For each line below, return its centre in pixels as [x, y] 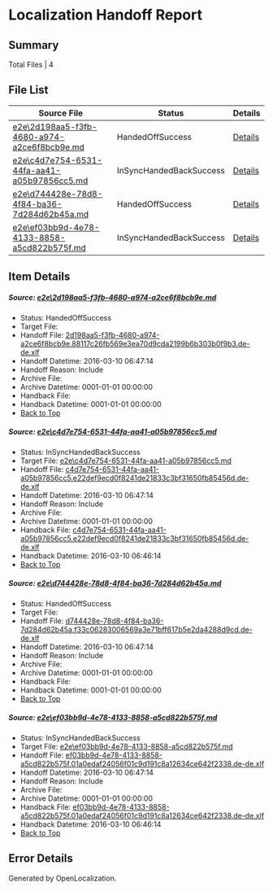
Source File [61, 113]
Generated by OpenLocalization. [63, 878]
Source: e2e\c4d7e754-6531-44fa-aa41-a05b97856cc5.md [113, 431]
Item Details [39, 277]
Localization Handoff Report [106, 15]
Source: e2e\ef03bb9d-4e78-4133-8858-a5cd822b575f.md [113, 717]
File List [28, 90]
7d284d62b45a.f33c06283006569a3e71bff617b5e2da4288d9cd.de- [136, 630]
